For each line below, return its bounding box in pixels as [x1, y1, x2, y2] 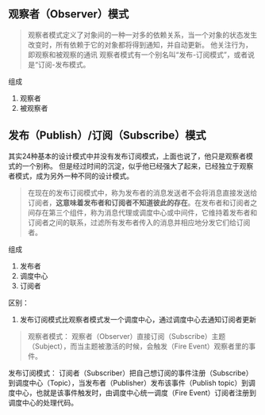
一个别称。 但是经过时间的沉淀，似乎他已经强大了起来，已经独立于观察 [21, 161, 254, 170]
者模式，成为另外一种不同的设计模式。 [8, 171, 133, 181]
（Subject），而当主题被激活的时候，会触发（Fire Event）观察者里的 [27, 341, 249, 351]
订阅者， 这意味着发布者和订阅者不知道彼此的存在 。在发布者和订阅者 [27, 197, 251, 207]
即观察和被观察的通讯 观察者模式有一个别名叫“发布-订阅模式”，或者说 [27, 50, 255, 59]
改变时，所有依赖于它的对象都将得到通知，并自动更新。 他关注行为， [27, 40, 252, 49]
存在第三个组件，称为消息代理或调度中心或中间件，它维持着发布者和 [34, 207, 258, 217]
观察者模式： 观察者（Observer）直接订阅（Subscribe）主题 [27, 331, 226, 341]
